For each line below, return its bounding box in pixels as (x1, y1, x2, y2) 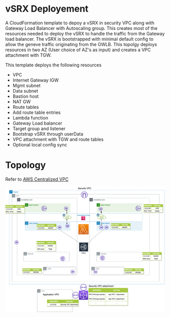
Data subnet (12, 88, 38, 94)
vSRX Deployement (5, 3, 89, 15)
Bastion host (12, 93, 39, 99)
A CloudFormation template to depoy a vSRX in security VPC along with (5, 20, 154, 26)
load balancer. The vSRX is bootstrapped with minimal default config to (5, 36, 154, 42)
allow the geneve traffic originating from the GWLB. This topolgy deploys (5, 41, 157, 47)
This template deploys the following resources (5, 62, 102, 68)
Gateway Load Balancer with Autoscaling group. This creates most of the (5, 25, 158, 31)
